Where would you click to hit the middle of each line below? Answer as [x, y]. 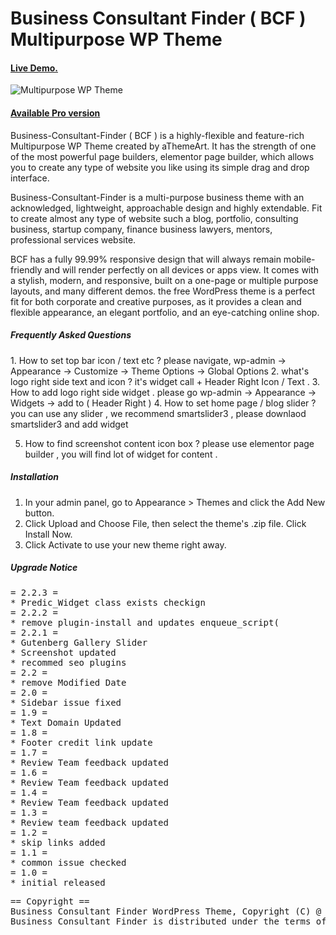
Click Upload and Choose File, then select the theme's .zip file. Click [165, 523]
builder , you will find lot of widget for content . [121, 454]
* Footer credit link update [81, 742]
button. [39, 513]
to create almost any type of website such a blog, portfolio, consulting [154, 218]
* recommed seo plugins [68, 662]
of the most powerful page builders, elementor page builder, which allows [162, 156]
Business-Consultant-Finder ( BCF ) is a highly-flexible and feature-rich [157, 135]
